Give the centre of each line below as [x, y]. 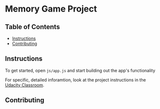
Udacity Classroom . [25, 85]
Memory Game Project [51, 9]
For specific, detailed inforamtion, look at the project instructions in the [75, 80]
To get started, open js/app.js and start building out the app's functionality [80, 70]
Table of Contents [33, 27]
